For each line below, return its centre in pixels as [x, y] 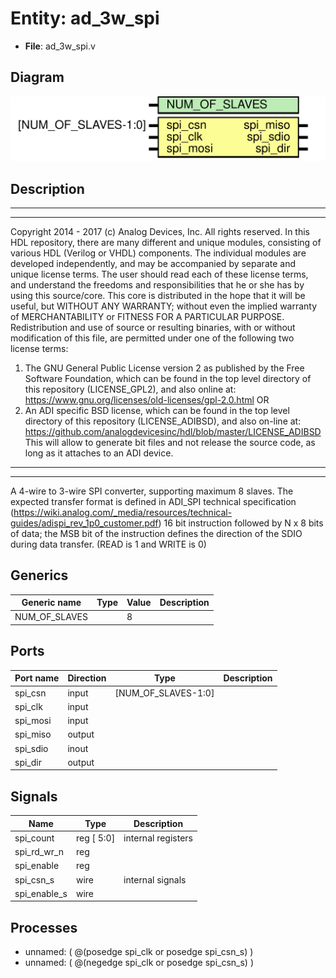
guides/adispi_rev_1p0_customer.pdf [84, 523]
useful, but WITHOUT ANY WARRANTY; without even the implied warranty [164, 306]
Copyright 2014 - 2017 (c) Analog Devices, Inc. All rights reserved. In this [160, 231]
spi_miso [33, 734]
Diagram [37, 77]
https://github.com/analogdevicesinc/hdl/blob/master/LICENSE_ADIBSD [173, 431]
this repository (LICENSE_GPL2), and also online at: [130, 389]
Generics [39, 575]
